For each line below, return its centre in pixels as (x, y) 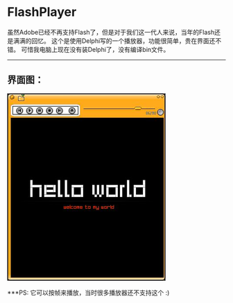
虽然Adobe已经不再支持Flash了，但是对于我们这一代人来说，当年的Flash (111, 32)
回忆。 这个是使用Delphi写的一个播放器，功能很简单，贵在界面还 (123, 41)
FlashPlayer (42, 12)
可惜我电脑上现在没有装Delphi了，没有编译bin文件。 (95, 49)
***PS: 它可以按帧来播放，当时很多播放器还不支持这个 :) (88, 293)
